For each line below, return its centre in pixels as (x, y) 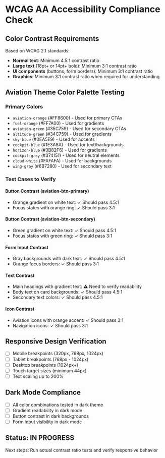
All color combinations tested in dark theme (58, 405)
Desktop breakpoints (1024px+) (45, 365)
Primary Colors (24, 107)
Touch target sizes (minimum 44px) (49, 370)
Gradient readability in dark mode (47, 410)
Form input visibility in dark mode (47, 422)
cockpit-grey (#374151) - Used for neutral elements (66, 155)
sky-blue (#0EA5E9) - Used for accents (53, 139)
